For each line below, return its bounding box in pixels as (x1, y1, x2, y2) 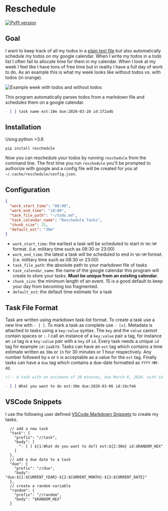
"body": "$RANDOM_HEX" (14, 496, 62, 501)
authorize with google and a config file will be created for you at (5, 166, 138, 172)
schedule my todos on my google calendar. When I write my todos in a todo (5, 53, 162, 59)
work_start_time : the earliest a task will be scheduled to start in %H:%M (12, 241, 157, 247)
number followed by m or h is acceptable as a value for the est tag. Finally (5, 354, 157, 360)
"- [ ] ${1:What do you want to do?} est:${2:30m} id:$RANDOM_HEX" (18, 444, 163, 449)
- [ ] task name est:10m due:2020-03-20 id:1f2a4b (5, 109, 114, 114)
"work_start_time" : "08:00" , (10, 203, 71, 209)
